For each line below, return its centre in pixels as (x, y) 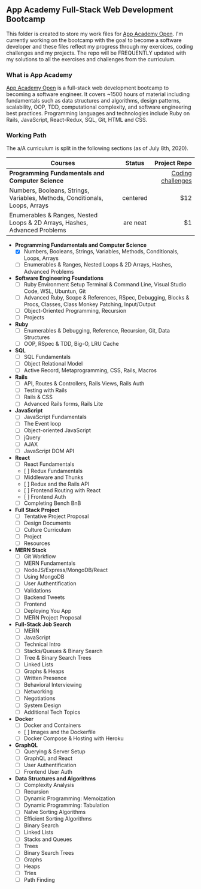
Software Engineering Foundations (59, 278)
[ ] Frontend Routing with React (62, 490)
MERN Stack (31, 550)
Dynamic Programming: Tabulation (66, 805)
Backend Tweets (44, 597)
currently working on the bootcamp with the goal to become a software (94, 40)
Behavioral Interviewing (53, 685)
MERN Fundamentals (50, 563)
